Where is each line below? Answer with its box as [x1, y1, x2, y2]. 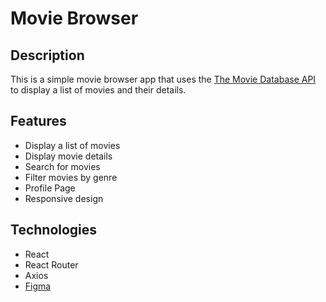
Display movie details [24, 150, 113, 162]
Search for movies [24, 160, 101, 172]
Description [10, 47, 85, 64]
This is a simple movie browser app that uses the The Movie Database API [10, 73, 317, 85]
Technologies [10, 222, 98, 239]
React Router [24, 258, 79, 271]
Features [10, 113, 67, 130]
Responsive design [24, 192, 104, 204]
